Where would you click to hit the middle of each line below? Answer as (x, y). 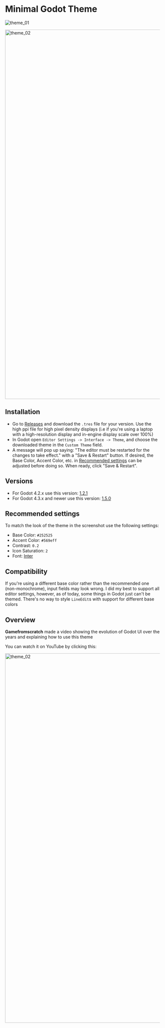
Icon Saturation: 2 (30, 551)
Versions (19, 481)
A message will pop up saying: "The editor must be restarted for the (81, 450)
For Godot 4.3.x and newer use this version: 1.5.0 (62, 498)
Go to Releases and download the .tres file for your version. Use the (82, 424)
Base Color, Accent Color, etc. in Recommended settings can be (77, 460)
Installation (23, 412)
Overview (20, 620)
